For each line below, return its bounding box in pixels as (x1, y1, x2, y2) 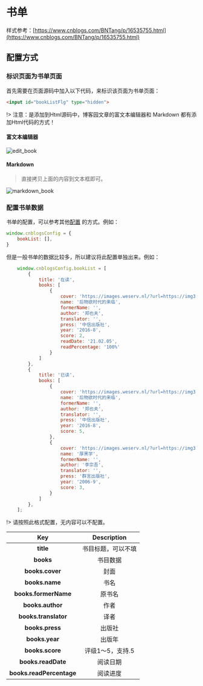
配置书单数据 (6, 203, 44, 212)
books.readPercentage (9, 669, 77, 678)
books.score (24, 646, 62, 655)
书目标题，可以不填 (82, 545, 137, 553)
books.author (23, 601, 63, 609)
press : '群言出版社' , (60, 473, 111, 479)
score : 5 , (60, 429, 85, 435)
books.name (24, 578, 62, 587)
